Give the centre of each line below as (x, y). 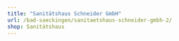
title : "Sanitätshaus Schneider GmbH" (64, 14)
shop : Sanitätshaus (36, 26)
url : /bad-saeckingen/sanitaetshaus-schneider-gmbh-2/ (90, 20)
